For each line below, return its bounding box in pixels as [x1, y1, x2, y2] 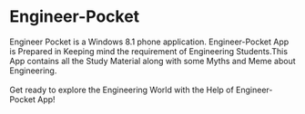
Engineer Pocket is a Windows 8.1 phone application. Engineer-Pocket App [9, 36, 290, 47]
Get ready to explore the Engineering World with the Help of [9, 84, 234, 95]
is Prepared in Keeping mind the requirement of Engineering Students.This [9, 45, 289, 56]
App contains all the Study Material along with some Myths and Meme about [9, 55, 296, 66]
